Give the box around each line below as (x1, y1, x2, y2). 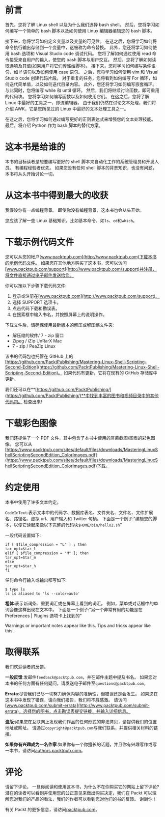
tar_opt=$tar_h (5, 563, 36, 568)
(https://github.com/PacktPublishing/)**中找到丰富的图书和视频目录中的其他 (5, 393, 159, 398)
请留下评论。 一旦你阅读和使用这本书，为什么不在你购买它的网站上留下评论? (5, 784, 160, 789)
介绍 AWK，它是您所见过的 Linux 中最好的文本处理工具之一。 (5, 106, 129, 112)
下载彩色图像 (5, 418, 57, 429)
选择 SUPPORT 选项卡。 (12, 299, 61, 305)
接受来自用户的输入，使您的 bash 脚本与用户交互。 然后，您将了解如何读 (9, 56, 157, 62)
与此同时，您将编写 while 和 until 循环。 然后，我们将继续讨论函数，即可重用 (5, 87, 160, 93)
